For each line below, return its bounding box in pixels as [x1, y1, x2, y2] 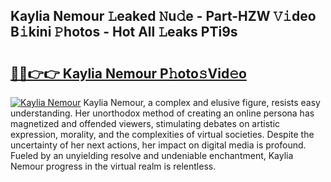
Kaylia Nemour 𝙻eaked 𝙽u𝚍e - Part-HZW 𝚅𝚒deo [10, 8, 317, 25]
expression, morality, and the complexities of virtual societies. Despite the [10, 129, 315, 140]
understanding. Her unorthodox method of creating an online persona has [10, 107, 315, 119]
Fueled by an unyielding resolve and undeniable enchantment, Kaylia [10, 150, 294, 161]
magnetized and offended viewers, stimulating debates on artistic [10, 118, 281, 129]
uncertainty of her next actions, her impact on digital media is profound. [10, 139, 307, 151]
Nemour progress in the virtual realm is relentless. [10, 160, 217, 172]
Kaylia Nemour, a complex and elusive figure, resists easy [83, 97, 321, 108]
